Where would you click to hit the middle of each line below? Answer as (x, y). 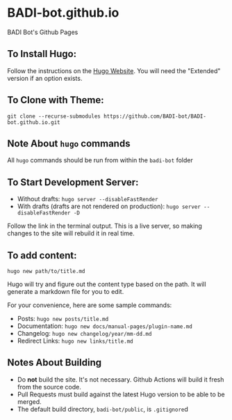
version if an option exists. (45, 78)
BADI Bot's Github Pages (43, 32)
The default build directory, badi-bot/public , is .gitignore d (103, 409)
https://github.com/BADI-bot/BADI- (155, 116)
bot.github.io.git (34, 122)
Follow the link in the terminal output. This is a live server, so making (105, 226)
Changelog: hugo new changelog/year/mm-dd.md (84, 333)
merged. (29, 401)
